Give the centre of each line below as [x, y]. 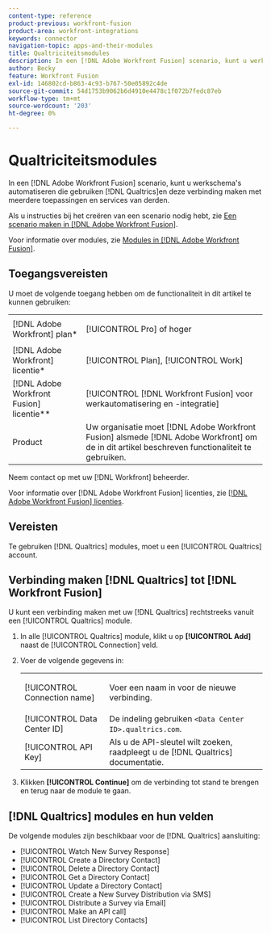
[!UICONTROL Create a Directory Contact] [90, 860]
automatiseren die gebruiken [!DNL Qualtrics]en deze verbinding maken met [135, 191]
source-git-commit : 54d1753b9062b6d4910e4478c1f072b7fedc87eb [115, 91]
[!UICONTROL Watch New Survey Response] [94, 851]
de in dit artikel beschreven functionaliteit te [169, 447]
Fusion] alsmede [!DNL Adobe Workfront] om [172, 437]
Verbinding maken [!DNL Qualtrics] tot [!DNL [123, 580]
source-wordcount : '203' [50, 106]
